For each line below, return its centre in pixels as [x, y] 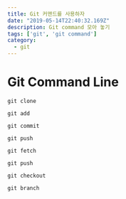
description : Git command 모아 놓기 [59, 27]
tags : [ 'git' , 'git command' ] [52, 34]
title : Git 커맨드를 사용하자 [46, 14]
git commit [23, 126]
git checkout [27, 176]
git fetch [22, 151]
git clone [22, 101]
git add [19, 113]
